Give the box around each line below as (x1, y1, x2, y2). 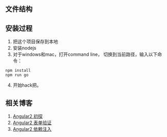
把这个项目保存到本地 (12, 38, 58, 45)
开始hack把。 (12, 82, 42, 88)
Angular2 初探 (12, 113, 43, 120)
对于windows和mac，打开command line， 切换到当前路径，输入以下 (12, 51, 158, 57)
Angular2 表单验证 (12, 120, 52, 126)
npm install (5, 68, 31, 73)
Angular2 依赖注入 (12, 126, 52, 132)
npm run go (5, 72, 29, 78)
